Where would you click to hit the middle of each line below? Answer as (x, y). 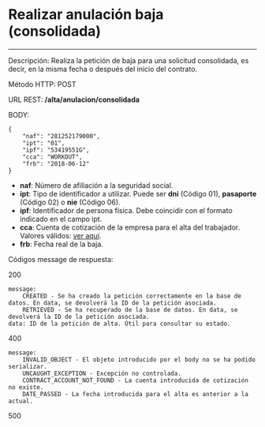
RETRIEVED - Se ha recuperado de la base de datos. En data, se (130, 309)
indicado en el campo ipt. (61, 219)
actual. (21, 401)
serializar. (28, 366)
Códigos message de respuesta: (61, 259)
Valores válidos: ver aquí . (60, 235)
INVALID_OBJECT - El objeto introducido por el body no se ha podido (139, 360)
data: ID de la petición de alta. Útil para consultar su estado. (119, 324)
